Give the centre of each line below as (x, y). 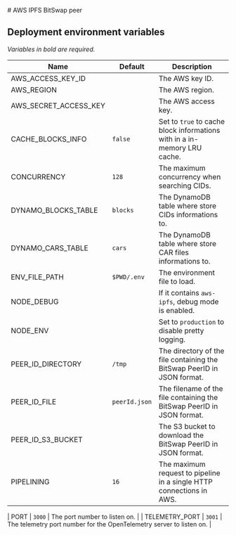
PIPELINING (31, 482)
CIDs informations (188, 214)
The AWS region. (186, 89)
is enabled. (177, 310)
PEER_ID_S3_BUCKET (47, 439)
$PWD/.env (129, 277)
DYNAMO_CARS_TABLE (50, 247)
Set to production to (191, 321)
